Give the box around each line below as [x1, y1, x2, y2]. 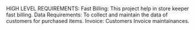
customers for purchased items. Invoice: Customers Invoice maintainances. [6, 18, 190, 24]
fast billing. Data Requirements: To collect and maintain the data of [6, 11, 168, 18]
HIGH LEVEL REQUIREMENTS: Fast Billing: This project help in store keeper [6, 5, 189, 12]
